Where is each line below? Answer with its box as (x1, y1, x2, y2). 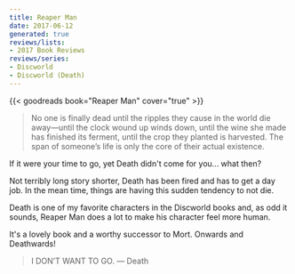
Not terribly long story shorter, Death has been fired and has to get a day (9, 175, 275, 186)
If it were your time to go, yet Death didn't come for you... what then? (9, 157, 262, 169)
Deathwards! (9, 238, 56, 249)
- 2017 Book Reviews (9, 46, 86, 55)
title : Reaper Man (9, 12, 77, 22)
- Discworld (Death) (9, 71, 86, 80)
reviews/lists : (9, 37, 66, 47)
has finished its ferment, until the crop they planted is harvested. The (30, 131, 284, 142)
